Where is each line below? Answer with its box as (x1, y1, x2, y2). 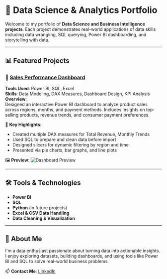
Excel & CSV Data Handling (12, 210, 70, 216)
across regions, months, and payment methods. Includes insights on (5, 107, 145, 113)
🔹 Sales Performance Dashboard (5, 74, 85, 81)
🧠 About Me (5, 234, 42, 243)
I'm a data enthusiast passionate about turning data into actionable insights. (5, 248, 161, 254)
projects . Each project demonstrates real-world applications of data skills (5, 26, 156, 32)
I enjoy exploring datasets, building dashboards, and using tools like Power (5, 253, 158, 259)
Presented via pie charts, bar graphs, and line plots (12, 147, 117, 153)
